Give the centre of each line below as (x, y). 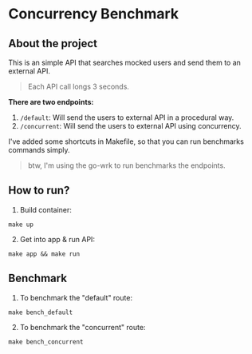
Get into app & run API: (57, 239)
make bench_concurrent (46, 342)
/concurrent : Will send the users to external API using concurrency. (130, 126)
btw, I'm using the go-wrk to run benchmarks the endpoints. (126, 165)
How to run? (39, 191)
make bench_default (41, 312)
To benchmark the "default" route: (76, 297)
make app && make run (44, 254)
